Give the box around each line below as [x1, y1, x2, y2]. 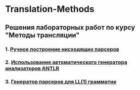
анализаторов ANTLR [5, 65, 59, 72]
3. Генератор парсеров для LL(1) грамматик [5, 78, 117, 85]
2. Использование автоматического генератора [5, 59, 128, 66]
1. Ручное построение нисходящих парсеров [5, 45, 120, 52]
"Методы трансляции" [5, 31, 80, 39]
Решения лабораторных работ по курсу [5, 23, 136, 32]
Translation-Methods [5, 3, 94, 15]
